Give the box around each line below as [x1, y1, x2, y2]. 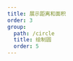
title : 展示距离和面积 [7, 10, 67, 18]
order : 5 [13, 43, 39, 50]
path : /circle [13, 29, 55, 37]
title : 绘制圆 [13, 36, 52, 43]
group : [7, 23, 27, 30]
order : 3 [7, 17, 33, 24]
